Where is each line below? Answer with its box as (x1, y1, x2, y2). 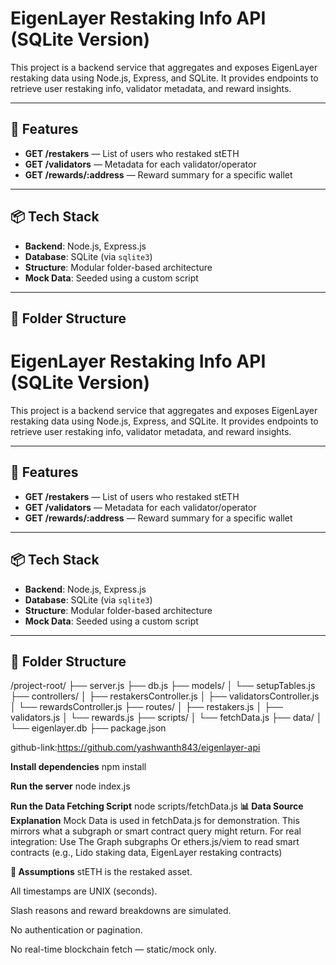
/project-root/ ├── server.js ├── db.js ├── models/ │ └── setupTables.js (10, 680, 316, 692)
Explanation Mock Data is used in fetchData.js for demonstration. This (10, 815, 300, 827)
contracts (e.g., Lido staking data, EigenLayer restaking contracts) (10, 847, 283, 859)
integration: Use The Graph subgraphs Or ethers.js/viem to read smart (10, 836, 300, 848)
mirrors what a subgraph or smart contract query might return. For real (10, 825, 302, 837)
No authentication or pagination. (10, 924, 143, 936)
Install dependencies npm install (10, 761, 147, 773)
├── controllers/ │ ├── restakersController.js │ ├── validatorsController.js (10, 690, 320, 702)
